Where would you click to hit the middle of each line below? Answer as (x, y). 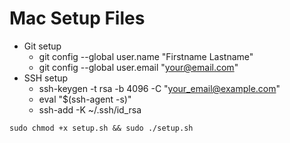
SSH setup (46, 78)
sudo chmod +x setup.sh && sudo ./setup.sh (101, 128)
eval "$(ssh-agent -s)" (85, 99)
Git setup (42, 46)
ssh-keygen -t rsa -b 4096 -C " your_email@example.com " (159, 88)
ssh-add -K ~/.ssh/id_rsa (90, 109)
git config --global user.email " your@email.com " (138, 67)
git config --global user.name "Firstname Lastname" (146, 56)
